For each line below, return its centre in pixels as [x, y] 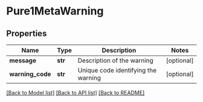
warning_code [30, 74]
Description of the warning [116, 60]
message [23, 60]
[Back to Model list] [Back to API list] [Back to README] [76, 93]
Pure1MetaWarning [55, 11]
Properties [27, 33]
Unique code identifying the [117, 70]
